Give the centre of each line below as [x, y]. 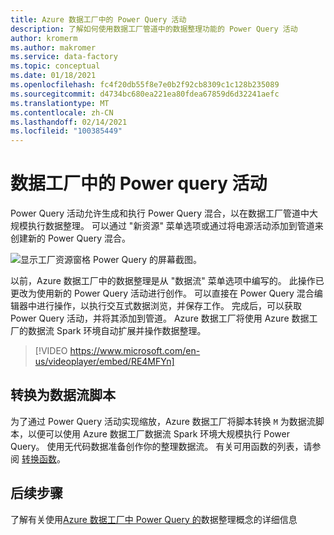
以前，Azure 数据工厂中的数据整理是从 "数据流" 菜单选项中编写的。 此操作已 [167, 281]
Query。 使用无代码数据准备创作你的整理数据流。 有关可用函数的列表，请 [161, 446]
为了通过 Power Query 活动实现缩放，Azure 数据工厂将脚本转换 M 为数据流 [163, 421]
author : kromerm [44, 38]
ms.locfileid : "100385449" [66, 131]
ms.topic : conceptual [55, 66]
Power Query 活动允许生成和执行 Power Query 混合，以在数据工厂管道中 [160, 213]
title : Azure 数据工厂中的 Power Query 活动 [98, 19]
